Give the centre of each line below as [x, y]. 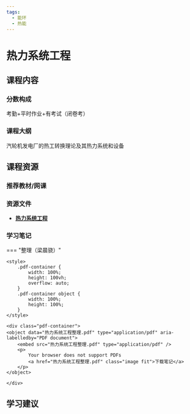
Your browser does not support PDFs [75, 355]
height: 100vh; [48, 278]
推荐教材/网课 [27, 186]
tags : [13, 12]
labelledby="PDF [27, 338]
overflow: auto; [49, 283]
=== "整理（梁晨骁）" [34, 250]
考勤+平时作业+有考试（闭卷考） [47, 113]
